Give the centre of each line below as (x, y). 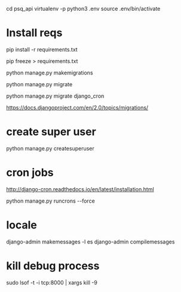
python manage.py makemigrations (50, 73)
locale (22, 225)
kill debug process (53, 266)
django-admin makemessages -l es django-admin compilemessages (90, 242)
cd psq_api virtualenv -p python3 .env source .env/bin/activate (83, 9)
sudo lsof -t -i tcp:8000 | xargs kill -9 (52, 282)
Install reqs (34, 33)
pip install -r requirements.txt (42, 49)
